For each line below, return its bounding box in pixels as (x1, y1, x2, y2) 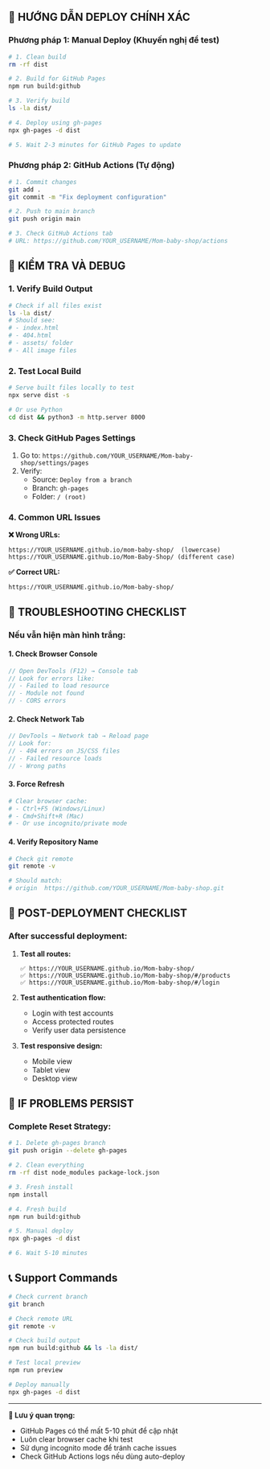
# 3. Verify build (8, 96, 70, 105)
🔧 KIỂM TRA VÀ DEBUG (8, 259, 126, 273)
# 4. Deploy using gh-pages (8, 118, 103, 127)
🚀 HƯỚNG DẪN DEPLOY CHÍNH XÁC (8, 10, 190, 24)
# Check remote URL (8, 1315, 74, 1323)
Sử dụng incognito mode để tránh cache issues (19, 1442, 177, 1452)
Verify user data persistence (31, 1025, 126, 1035)
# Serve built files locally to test (8, 384, 135, 392)
